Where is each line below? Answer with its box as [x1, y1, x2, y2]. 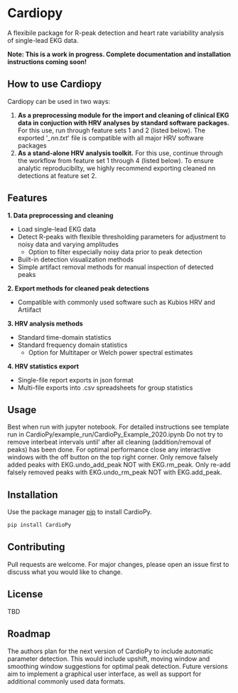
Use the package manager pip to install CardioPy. [7, 508, 153, 516]
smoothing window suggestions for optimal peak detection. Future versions [7, 662, 229, 670]
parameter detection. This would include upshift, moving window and [7, 654, 210, 663]
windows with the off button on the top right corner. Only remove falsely [7, 453, 219, 462]
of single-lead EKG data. [7, 36, 79, 44]
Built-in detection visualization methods [17, 255, 134, 264]
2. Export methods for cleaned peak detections [7, 283, 149, 293]
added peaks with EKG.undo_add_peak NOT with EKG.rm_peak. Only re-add [7, 461, 231, 469]
